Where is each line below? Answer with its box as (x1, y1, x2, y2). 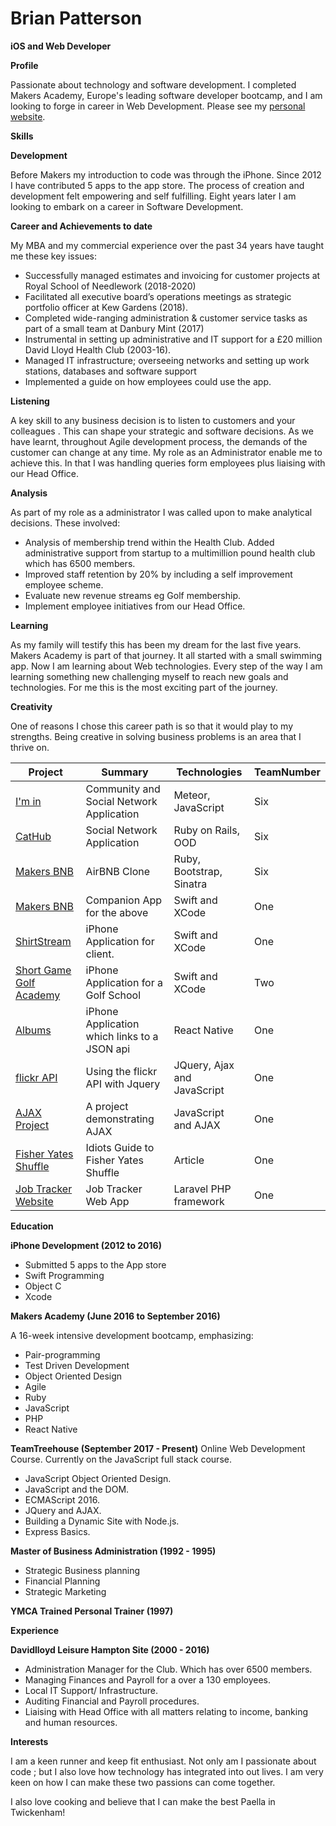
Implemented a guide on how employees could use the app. (24, 375, 272, 387)
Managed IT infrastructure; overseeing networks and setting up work (24, 354, 310, 366)
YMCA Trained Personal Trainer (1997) (10, 1605, 174, 1617)
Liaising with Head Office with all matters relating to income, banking (24, 1705, 309, 1717)
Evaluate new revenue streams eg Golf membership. (24, 589, 242, 601)
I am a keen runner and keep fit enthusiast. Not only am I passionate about (10, 1755, 317, 1767)
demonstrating (85, 1112, 155, 1126)
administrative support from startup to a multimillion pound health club (24, 547, 316, 559)
